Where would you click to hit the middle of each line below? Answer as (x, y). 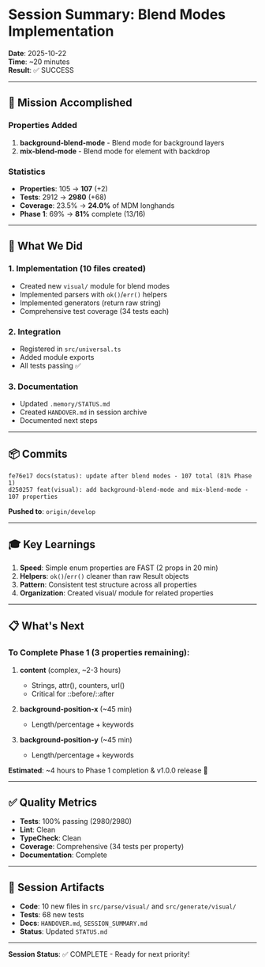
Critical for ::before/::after (73, 693)
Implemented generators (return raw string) (90, 303)
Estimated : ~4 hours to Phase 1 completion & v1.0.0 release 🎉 (108, 770)
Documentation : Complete (63, 855)
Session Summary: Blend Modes (117, 15)
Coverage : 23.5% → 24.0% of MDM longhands (97, 205)
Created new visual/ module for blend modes (95, 285)
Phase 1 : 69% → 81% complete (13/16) (82, 213)
